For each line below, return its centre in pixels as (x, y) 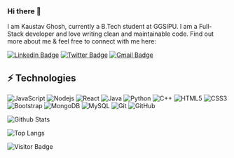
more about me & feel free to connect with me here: (82, 41)
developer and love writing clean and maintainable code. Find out (119, 34)
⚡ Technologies (42, 78)
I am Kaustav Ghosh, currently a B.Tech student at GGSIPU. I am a (102, 27)
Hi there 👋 (25, 11)
